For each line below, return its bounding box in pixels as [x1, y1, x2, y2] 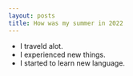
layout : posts [8, 11, 56, 20]
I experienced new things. [19, 50, 106, 59]
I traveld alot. [19, 41, 63, 50]
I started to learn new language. [19, 58, 126, 68]
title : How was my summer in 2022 [8, 19, 124, 27]
